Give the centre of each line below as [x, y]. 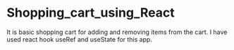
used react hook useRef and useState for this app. [80, 39]
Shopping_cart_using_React [91, 13]
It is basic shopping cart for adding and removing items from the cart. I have [117, 32]
